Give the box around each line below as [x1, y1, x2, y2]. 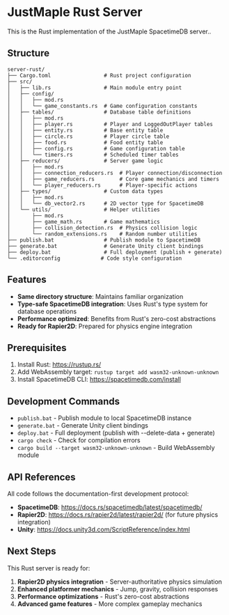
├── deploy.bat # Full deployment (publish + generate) [7, 249, 223, 256]
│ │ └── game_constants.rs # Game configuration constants [7, 102, 198, 109]
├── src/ [7, 78, 33, 85]
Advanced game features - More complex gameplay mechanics [17, 600, 203, 608]
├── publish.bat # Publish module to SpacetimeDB [7, 236, 200, 244]
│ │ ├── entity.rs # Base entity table [7, 127, 164, 134]
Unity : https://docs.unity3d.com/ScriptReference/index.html [17, 525, 190, 534]
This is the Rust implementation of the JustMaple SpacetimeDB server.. [7, 27, 212, 36]
